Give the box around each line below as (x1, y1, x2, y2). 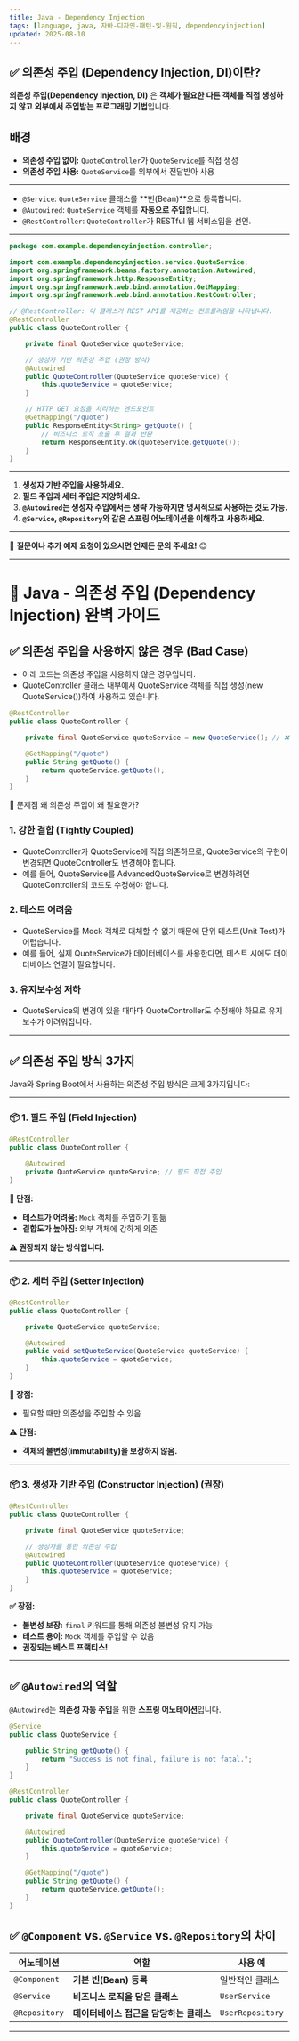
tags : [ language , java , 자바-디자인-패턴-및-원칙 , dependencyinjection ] (9, 21, 266, 30)
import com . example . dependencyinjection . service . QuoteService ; (9, 257, 249, 267)
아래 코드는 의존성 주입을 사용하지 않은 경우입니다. (21, 669, 196, 680)
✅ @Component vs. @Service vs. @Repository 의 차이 (9, 1928, 276, 1944)
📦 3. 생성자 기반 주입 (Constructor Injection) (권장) (9, 1478, 225, 1490)
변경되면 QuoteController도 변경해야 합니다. (21, 857, 176, 867)
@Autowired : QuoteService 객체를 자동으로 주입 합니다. (21, 205, 210, 214)
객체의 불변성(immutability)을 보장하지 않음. (21, 1445, 178, 1456)
